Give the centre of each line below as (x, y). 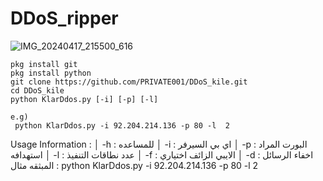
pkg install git (44, 64)
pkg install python (51, 73)
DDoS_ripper (64, 18)
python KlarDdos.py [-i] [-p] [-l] (84, 99)
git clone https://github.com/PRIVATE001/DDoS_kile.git (129, 82)
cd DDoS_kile (37, 90)
